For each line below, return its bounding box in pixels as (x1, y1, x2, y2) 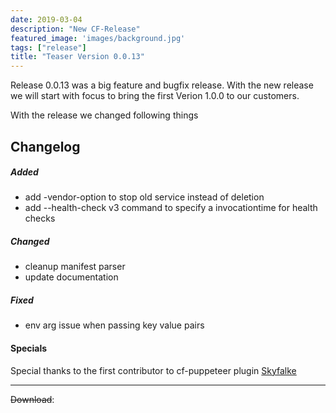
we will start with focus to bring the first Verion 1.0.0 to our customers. (10, 90, 300, 102)
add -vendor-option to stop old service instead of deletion (24, 191, 265, 203)
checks (24, 212, 56, 225)
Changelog (10, 138, 81, 155)
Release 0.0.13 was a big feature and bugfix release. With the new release (10, 79, 314, 91)
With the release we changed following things (10, 109, 199, 121)
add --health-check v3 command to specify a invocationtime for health (24, 202, 318, 214)
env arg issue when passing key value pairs (24, 319, 205, 331)
